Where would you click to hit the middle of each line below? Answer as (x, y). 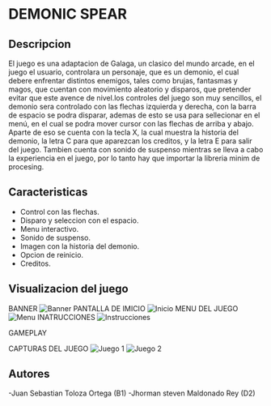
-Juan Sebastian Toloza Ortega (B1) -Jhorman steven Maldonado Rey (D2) (132, 393)
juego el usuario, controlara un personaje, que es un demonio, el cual (124, 72)
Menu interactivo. (49, 229)
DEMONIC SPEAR (68, 14)
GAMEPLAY (28, 332)
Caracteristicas (48, 192)
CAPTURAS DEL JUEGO (49, 348)
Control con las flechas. (59, 212)
